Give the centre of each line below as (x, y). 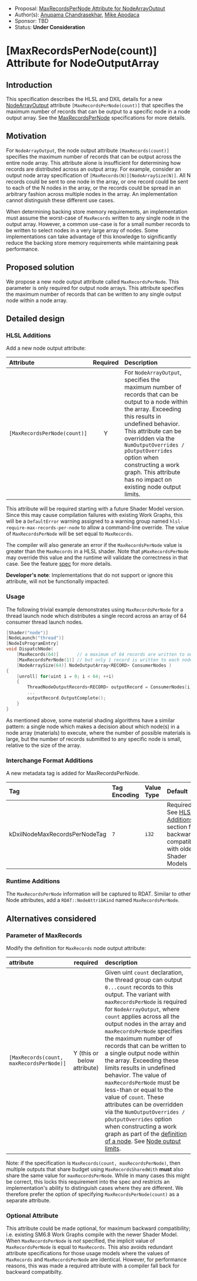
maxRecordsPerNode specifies (144, 1031)
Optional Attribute (32, 1215)
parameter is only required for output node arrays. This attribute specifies (95, 288)
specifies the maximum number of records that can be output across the (94, 156)
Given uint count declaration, (144, 972)
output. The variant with (137, 995)
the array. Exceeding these (142, 1060)
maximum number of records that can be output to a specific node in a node (98, 111)
